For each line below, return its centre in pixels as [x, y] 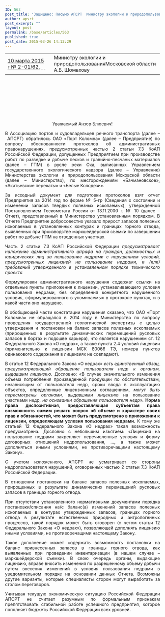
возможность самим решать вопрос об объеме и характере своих [82, 410]
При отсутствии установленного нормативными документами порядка [82, 502]
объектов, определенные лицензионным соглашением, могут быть [82, 390]
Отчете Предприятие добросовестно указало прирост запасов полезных [82, 221]
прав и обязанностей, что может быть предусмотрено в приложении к [82, 416]
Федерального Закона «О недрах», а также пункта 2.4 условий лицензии [82, 343]
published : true [22, 37]
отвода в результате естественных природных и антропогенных [82, 517]
